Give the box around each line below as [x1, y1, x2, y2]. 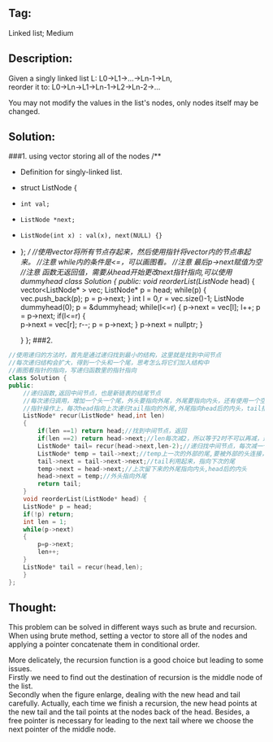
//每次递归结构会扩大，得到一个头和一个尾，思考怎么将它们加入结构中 [8, 359, 210, 367]
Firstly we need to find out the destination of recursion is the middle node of [8, 673, 263, 683]
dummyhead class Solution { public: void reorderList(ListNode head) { [19, 277, 255, 286]
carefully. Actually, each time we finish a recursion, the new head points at [8, 699, 258, 709]
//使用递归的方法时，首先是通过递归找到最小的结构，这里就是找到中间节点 [8, 351, 222, 360]
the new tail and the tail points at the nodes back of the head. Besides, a [8, 707, 250, 717]
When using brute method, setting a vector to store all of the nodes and [8, 631, 248, 641]
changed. [8, 106, 41, 116]
